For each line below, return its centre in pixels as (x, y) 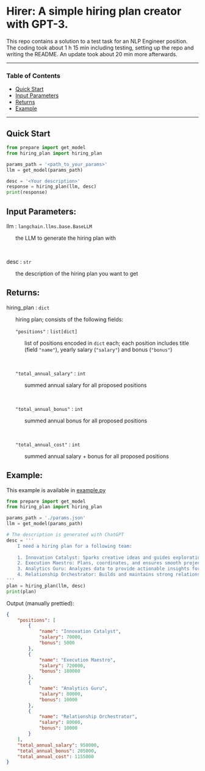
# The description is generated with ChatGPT (65, 535)
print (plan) (21, 591)
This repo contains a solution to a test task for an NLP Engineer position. (97, 41)
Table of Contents (34, 76)
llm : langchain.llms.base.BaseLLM (49, 226)
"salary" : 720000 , (62, 666)
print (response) (27, 193)
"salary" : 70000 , (61, 637)
